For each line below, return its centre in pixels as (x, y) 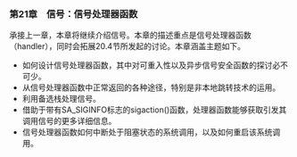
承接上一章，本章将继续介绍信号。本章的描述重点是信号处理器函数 (130, 35)
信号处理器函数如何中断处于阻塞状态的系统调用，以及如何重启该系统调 (151, 132)
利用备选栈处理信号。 (61, 99)
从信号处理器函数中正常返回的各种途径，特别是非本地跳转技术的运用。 (151, 87)
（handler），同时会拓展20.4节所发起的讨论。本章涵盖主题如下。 (127, 46)
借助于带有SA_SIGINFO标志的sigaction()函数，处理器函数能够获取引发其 (154, 110)
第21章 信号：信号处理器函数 (74, 13)
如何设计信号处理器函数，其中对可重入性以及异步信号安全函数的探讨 (147, 65)
